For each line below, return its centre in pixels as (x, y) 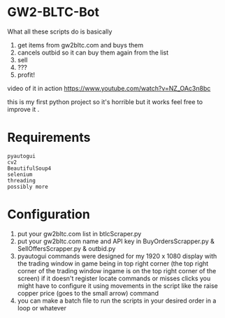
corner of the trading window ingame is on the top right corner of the (117, 270)
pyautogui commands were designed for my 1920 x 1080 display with (117, 256)
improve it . (23, 109)
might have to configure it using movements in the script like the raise (117, 286)
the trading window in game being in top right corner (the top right (113, 263)
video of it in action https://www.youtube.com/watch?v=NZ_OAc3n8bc (109, 88)
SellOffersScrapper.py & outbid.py (66, 248)
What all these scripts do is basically (60, 31)
